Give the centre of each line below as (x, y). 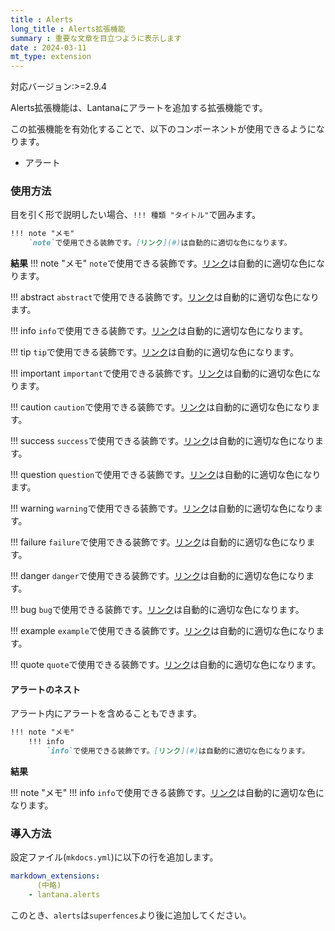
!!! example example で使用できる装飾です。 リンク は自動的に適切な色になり (163, 631)
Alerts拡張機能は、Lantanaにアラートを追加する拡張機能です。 (139, 108)
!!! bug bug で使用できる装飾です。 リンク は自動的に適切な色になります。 (157, 610)
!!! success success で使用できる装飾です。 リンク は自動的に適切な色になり (163, 441)
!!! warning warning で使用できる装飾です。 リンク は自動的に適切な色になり (162, 508)
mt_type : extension (51, 57)
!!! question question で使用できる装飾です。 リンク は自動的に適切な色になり (166, 475)
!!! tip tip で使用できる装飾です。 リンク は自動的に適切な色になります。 (154, 352)
